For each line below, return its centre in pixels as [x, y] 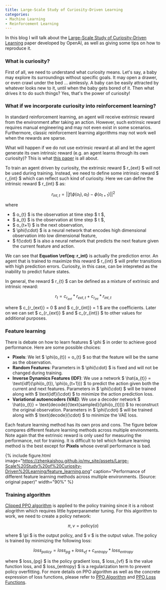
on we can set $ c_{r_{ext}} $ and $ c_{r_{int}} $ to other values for [74, 313]
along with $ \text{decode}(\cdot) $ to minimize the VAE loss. [75, 415]
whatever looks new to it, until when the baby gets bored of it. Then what [80, 88]
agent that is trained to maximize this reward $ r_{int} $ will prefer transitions [83, 261]
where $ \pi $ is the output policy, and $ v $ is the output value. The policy [81, 535]
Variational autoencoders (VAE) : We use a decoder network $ [76, 399]
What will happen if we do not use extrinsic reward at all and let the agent [80, 148]
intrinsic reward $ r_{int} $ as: [35, 183]
